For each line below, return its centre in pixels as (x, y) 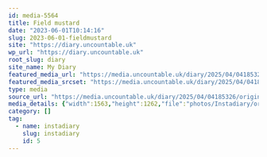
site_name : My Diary (43, 67)
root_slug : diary (37, 60)
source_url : (28, 97)
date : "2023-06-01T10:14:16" (56, 30)
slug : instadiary (51, 133)
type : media (28, 89)
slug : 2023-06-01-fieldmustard (60, 38)
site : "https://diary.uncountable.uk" (72, 45)
